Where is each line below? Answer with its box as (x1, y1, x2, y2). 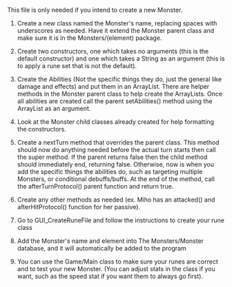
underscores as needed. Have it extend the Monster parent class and (17, 27, 215, 34)
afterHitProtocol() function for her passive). (17, 203, 140, 211)
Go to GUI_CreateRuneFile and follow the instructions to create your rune (17, 216, 224, 224)
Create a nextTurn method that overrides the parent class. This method (17, 138, 220, 147)
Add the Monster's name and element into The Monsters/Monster (17, 237, 204, 245)
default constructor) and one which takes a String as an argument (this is (17, 54, 225, 63)
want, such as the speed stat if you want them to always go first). (17, 272, 204, 280)
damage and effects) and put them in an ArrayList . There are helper (17, 83, 209, 90)
